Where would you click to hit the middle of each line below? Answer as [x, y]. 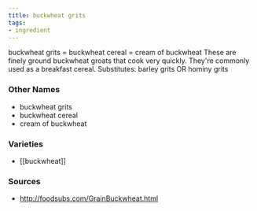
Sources [24, 181]
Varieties [26, 144]
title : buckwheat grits [47, 15]
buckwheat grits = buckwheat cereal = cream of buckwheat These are [123, 53]
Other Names [34, 90]
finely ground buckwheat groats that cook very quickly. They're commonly [129, 61]
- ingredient [29, 30]
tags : [17, 23]
